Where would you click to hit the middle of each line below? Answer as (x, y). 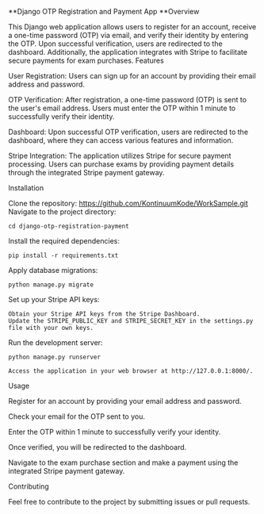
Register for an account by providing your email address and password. (125, 401)
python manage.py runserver (55, 357)
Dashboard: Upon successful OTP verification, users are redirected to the (128, 132)
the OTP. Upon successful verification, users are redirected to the (116, 44)
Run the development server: (55, 343)
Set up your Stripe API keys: (54, 299)
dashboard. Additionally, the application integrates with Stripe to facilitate (128, 52)
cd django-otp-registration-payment (69, 226)
